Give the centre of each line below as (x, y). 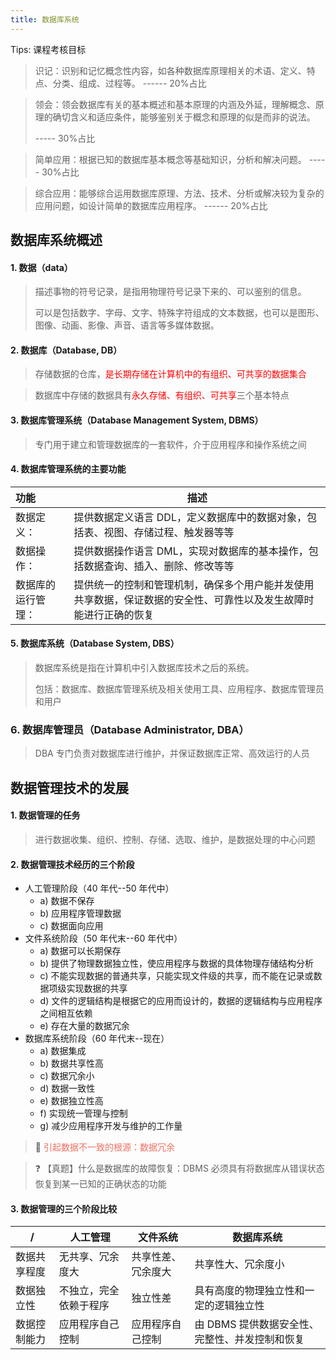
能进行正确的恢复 (114, 614)
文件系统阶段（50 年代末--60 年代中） (103, 938)
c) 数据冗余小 (67, 1076)
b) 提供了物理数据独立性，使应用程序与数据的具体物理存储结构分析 (177, 963)
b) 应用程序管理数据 (80, 913)
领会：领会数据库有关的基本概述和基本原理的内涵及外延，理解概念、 (175, 104)
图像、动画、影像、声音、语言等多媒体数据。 (127, 325)
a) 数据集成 (63, 1051)
